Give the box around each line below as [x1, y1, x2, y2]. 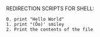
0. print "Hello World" [6, 16, 65, 22]
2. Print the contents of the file [6, 26, 94, 32]
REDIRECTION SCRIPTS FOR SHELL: [6, 5, 95, 12]
